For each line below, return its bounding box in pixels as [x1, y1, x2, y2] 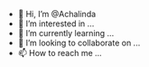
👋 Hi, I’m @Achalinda [17, 9, 97, 19]
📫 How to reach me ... [17, 48, 102, 58]
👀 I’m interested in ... [17, 18, 95, 29]
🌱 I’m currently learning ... [17, 28, 115, 38]
